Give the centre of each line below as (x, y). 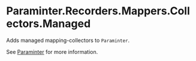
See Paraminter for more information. (52, 51)
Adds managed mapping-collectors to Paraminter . (68, 40)
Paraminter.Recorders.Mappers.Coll (98, 11)
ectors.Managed (49, 24)
